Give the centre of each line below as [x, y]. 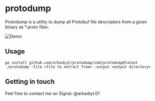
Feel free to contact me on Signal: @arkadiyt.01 [52, 93]
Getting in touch [30, 82]
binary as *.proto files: [27, 27]
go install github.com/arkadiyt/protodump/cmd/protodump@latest [71, 63]
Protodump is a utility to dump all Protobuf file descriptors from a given [76, 22]
